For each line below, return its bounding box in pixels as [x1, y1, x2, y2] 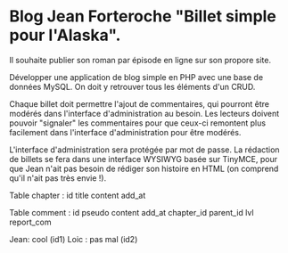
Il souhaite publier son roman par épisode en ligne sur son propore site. [9, 54, 272, 65]
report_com [9, 216, 52, 227]
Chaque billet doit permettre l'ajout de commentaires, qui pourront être [9, 98, 270, 109]
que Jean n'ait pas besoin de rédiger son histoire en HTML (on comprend [9, 163, 279, 174]
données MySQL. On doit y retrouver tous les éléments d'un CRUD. [9, 81, 256, 92]
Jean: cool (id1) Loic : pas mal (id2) [9, 233, 138, 244]
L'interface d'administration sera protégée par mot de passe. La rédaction [9, 144, 280, 155]
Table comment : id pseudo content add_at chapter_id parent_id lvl [9, 207, 254, 217]
